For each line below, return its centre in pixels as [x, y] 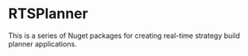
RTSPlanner [48, 14]
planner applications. [43, 43]
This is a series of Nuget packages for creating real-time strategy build [124, 35]
